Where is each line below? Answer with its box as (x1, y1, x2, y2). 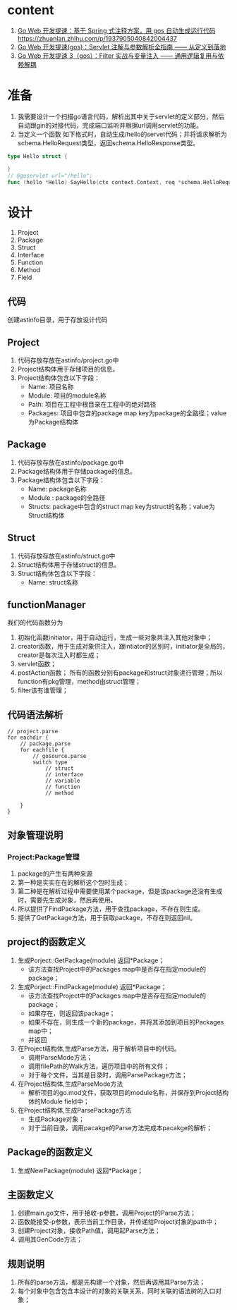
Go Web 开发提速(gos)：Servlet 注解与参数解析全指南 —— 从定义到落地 (17, 42, 226, 51)
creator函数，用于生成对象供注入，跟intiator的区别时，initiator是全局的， (17, 642, 229, 651)
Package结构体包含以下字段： (17, 475, 105, 484)
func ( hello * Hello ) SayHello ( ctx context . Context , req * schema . (7, 178, 203, 185)
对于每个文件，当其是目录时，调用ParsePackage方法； (28, 1070, 188, 1079)
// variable (44, 778, 80, 785)
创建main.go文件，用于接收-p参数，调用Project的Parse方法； (17, 1208, 196, 1218)
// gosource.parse (32, 753, 87, 760)
